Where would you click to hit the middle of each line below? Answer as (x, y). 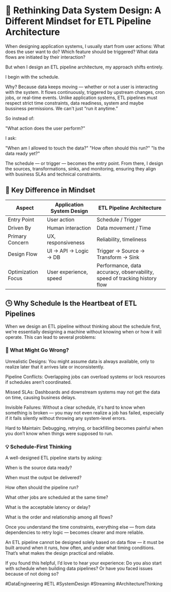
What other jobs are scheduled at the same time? (57, 498)
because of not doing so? (32, 574)
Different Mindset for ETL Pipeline (78, 21)
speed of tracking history (126, 278)
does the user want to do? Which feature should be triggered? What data (82, 52)
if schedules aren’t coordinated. (39, 382)
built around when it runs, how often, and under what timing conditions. (80, 548)
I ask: (11, 138)
